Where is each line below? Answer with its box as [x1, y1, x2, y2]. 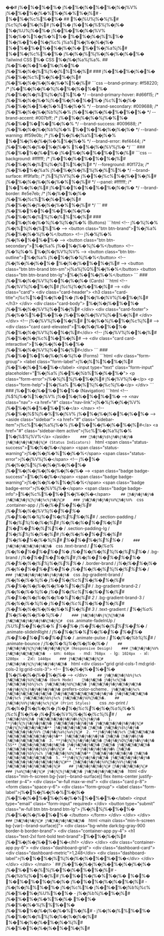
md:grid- [138, 661, 156, 667]
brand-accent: [5, 115, 35, 120]
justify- [139, 773, 153, 779]
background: [5, 156, 31, 161]
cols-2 [5, 666, 19, 672]
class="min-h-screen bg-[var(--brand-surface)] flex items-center [5, 773, 138, 779]
